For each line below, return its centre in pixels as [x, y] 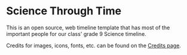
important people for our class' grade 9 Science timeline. [76, 33]
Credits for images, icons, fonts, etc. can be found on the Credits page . [93, 45]
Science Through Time [64, 11]
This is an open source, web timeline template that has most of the [88, 27]
